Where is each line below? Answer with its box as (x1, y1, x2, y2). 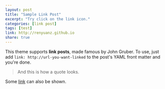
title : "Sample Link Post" (5, 12, 61, 17)
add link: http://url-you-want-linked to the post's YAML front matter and (5, 54, 161, 60)
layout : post (5, 7, 32, 12)
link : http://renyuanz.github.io (5, 30, 75, 35)
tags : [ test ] (5, 26, 32, 31)
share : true (5, 35, 30, 40)
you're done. (5, 59, 31, 65)
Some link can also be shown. (5, 78, 66, 85)
